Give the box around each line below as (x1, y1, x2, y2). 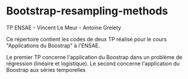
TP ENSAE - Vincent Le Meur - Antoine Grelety (6, 24, 121, 31)
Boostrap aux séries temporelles (6, 66, 86, 73)
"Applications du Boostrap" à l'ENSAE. (6, 42, 100, 49)
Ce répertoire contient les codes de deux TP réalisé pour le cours (6, 35, 167, 42)
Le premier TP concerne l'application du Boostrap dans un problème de (6, 53, 183, 60)
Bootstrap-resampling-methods (6, 4, 168, 18)
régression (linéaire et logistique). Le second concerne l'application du (6, 60, 180, 67)
